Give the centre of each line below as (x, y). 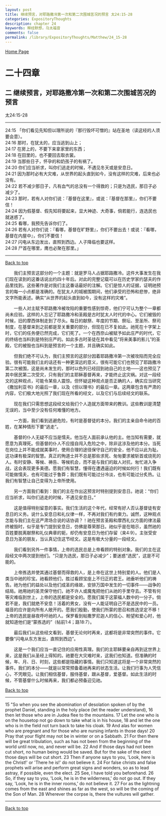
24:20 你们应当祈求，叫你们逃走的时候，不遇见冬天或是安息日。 (70, 167)
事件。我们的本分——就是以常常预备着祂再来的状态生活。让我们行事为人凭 (81, 668)
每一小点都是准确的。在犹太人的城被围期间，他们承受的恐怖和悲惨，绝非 (87, 291)
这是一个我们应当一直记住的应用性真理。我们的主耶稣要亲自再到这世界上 (87, 649)
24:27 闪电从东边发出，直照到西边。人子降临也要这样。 (61, 242)
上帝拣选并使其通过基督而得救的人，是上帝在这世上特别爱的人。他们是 (85, 572)
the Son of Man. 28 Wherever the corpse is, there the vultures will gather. (80, 794)
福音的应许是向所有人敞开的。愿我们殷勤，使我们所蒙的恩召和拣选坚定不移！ (83, 609)
